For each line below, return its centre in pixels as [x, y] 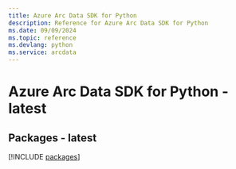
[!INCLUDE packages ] [44, 157]
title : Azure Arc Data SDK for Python [73, 15]
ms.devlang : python [41, 45]
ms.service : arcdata [43, 52]
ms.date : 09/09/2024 [43, 30]
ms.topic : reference [43, 38]
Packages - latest [53, 138]
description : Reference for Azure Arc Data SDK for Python [108, 23]
